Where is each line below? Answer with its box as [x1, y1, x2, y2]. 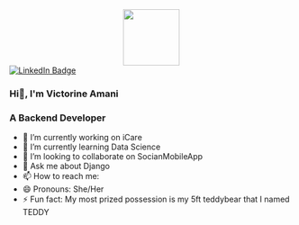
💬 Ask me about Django [22, 161, 111, 172]
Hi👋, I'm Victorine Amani [9, 87, 119, 100]
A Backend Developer [9, 112, 106, 124]
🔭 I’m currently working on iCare [22, 132, 142, 143]
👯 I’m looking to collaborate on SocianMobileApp [22, 151, 204, 162]
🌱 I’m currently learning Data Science [22, 141, 161, 152]
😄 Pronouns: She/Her [22, 184, 104, 194]
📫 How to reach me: [22, 171, 100, 182]
